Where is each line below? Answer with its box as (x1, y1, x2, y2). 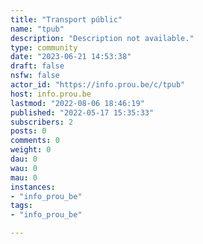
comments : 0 (10, 136, 60, 146)
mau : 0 (10, 172, 38, 183)
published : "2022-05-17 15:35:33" (10, 107, 155, 118)
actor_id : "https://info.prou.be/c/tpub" (10, 80, 186, 90)
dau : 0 (10, 154, 38, 164)
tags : (10, 201, 33, 211)
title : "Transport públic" (10, 14, 123, 25)
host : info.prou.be (10, 89, 92, 99)
